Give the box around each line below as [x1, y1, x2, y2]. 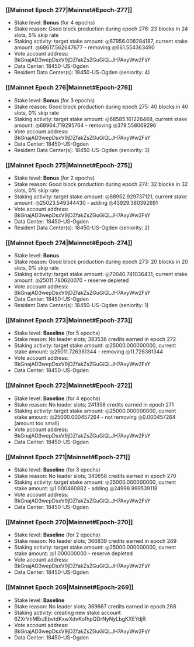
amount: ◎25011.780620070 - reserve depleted [13, 277, 129, 284]
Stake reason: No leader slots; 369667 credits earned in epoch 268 [13, 603, 176, 610]
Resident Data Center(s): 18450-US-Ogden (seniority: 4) [13, 69, 150, 76]
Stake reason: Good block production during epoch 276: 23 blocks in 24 [13, 25, 188, 32]
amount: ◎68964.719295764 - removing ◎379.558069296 [13, 122, 157, 129]
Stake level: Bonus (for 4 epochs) [13, 19, 95, 26]
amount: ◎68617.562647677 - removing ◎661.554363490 [13, 44, 155, 51]
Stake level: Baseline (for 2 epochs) [13, 531, 101, 538]
